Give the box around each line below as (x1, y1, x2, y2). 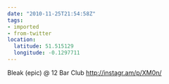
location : (7, 36, 37, 43)
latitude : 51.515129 (13, 43, 74, 50)
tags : (7, 17, 23, 24)
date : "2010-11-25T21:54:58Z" (7, 10, 96, 17)
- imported (7, 23, 39, 30)
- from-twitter (7, 29, 52, 37)
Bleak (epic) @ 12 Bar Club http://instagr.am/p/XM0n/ (7, 68, 162, 77)
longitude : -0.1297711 (13, 50, 80, 57)
